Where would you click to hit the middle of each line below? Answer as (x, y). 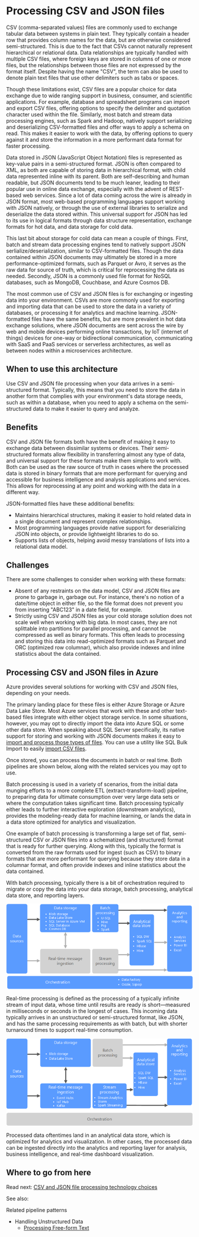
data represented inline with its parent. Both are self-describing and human (98, 176)
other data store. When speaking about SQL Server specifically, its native (95, 730)
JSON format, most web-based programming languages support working (96, 201)
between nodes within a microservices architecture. (70, 350)
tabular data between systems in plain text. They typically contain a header (98, 33)
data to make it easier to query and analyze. (86, 409)
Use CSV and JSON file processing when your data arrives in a (83, 383)
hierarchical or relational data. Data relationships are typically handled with (97, 52)
